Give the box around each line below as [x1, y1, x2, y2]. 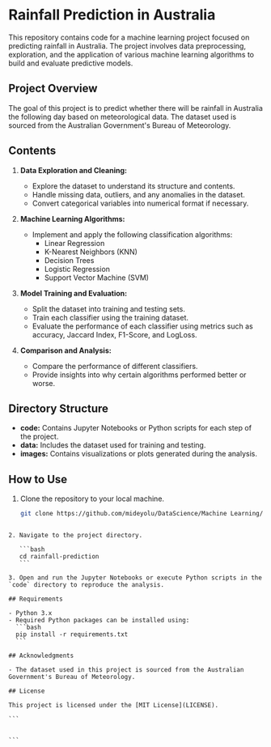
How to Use [8, 472, 68, 486]
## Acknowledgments [8, 652, 74, 660]
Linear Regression [44, 238, 105, 248]
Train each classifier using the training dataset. [32, 312, 188, 322]
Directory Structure [8, 401, 109, 415]
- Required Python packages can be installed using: [8, 617, 190, 625]
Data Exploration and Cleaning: [19, 165, 128, 175]
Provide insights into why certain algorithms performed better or [32, 370, 247, 380]
